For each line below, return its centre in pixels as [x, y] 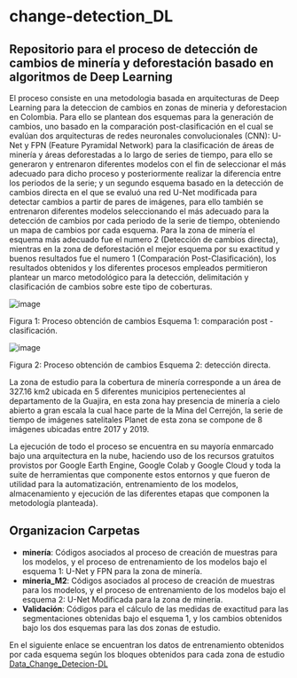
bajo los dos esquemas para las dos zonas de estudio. [121, 627]
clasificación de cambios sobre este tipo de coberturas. [111, 287]
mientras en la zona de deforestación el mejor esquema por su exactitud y [145, 249]
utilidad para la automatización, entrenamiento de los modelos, [124, 484]
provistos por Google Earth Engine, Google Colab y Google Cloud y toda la [145, 465]
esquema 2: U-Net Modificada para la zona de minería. [122, 599]
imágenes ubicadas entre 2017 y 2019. [79, 429]
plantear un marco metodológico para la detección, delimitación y [129, 277]
